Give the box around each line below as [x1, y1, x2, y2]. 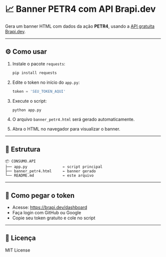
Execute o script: [12, 98, 47, 104]
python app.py [12, 107, 41, 113]
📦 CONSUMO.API [5, 159, 36, 164]
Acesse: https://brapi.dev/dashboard [12, 204, 87, 210]
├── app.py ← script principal [5, 164, 103, 170]
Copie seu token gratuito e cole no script [12, 215, 95, 221]
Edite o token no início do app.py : [12, 79, 80, 85]
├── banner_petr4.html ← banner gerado [5, 169, 96, 174]
